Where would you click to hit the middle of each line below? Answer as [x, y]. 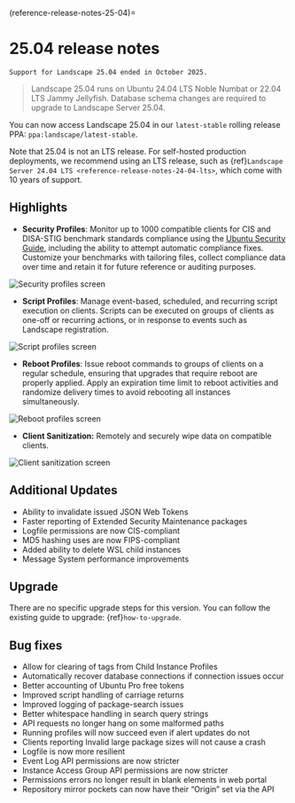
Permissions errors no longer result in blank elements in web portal [144, 780]
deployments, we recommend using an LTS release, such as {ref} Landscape [146, 161]
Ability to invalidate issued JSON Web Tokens [105, 512]
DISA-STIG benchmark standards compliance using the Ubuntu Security [154, 238]
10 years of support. [46, 179]
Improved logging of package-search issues [103, 705]
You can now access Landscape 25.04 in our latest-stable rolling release [145, 124]
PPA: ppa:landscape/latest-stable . [74, 134]
